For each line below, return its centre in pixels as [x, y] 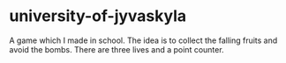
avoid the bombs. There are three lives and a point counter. [117, 49]
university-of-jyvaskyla [98, 16]
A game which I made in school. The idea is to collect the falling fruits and [143, 40]
